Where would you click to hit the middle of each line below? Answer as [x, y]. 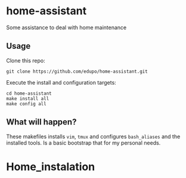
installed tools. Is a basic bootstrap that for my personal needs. [83, 143]
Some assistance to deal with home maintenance [66, 27]
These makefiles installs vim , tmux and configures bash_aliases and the [93, 136]
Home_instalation [51, 166]
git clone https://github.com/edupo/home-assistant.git [77, 71]
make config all [26, 104]
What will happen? [41, 122]
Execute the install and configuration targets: [61, 82]
